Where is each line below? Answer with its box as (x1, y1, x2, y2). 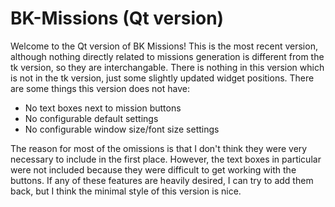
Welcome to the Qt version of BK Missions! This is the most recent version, (10, 40, 318, 52)
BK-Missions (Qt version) (10, 7, 225, 30)
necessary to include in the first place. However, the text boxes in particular (10, 153, 322, 165)
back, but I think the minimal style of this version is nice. (10, 185, 242, 197)
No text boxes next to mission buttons (24, 102, 182, 114)
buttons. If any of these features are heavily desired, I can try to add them (10, 174, 314, 186)
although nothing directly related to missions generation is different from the (10, 50, 325, 62)
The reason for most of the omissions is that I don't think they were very (10, 142, 308, 154)
